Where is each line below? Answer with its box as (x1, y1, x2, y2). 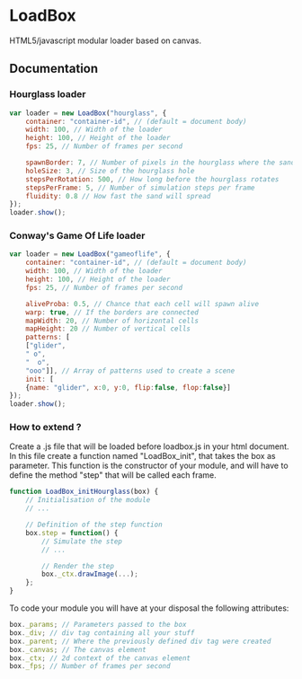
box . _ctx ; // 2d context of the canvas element (9, 653, 191, 663)
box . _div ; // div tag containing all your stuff (9, 628, 195, 638)
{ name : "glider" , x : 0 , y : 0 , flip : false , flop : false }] (25, 383, 232, 392)
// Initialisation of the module (25, 496, 151, 505)
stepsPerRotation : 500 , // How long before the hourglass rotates (25, 174, 280, 184)
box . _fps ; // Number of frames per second (9, 662, 171, 671)
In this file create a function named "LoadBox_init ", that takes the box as (9, 451, 276, 462)
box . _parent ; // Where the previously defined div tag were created (9, 637, 271, 646)
